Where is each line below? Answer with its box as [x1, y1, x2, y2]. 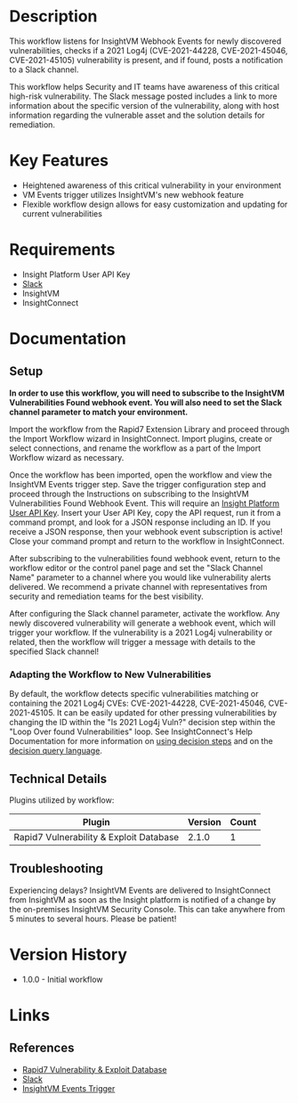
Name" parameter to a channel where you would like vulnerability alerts [9, 572, 271, 583]
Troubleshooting [9, 862, 104, 877]
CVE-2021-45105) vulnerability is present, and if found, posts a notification [9, 54, 284, 65]
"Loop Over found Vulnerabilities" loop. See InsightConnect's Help [9, 726, 254, 737]
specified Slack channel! [9, 646, 100, 657]
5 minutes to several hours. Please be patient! [9, 913, 177, 924]
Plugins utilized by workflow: [9, 795, 115, 805]
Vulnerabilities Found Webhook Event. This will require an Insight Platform [9, 497, 280, 509]
